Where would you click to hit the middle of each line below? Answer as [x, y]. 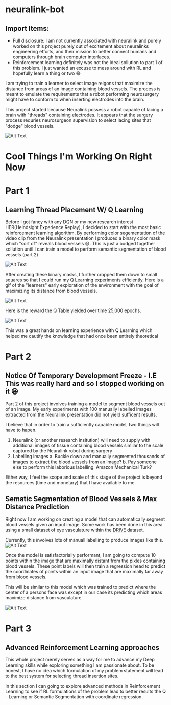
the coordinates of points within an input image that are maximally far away [84, 572]
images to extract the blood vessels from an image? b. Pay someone [85, 462]
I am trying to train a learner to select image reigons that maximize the [79, 83]
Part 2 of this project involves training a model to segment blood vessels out [85, 404]
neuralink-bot [35, 9]
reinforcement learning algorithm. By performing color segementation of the [85, 233]
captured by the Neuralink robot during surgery [62, 451]
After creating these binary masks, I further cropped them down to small [81, 275]
